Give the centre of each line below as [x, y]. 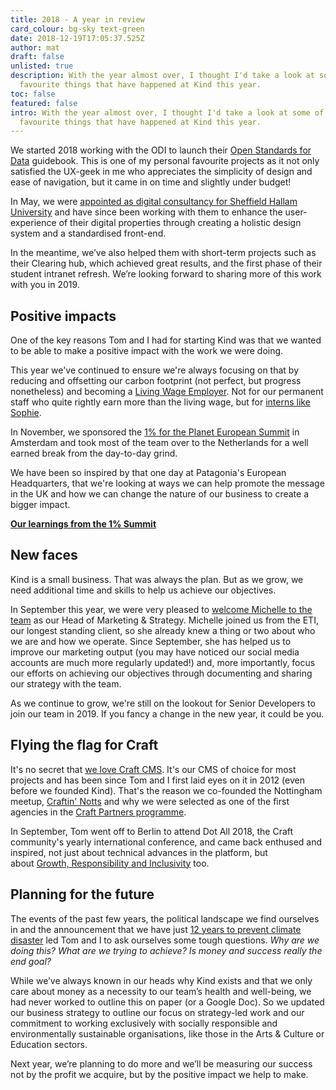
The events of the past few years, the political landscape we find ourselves [165, 918]
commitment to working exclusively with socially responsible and [144, 1023]
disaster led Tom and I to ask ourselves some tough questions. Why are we [165, 940]
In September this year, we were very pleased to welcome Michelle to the [161, 609]
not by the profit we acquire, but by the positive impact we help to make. [159, 1074]
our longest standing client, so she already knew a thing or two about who [163, 630]
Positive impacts [63, 316]
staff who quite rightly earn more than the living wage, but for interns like [160, 402]
